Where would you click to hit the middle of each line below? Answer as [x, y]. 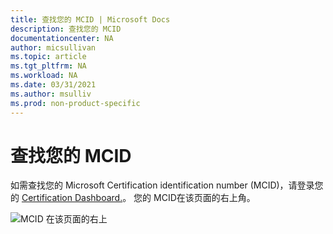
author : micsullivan [53, 47]
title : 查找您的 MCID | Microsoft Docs [90, 19]
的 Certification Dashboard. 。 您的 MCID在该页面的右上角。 [133, 198]
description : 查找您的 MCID [66, 29]
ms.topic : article [48, 57]
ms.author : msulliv [51, 94]
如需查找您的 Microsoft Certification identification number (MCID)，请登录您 [167, 185]
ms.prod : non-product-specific [75, 103]
